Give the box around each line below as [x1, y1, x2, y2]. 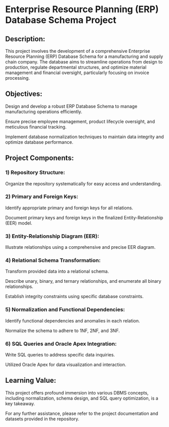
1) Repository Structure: [5, 169, 65, 176]
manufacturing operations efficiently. [5, 108, 82, 115]
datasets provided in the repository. [5, 415, 79, 422]
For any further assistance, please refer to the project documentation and [5, 410, 158, 416]
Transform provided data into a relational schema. [5, 268, 109, 275]
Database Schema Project [5, 14, 116, 26]
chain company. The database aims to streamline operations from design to [5, 59, 163, 64]
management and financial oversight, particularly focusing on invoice [5, 70, 149, 76]
